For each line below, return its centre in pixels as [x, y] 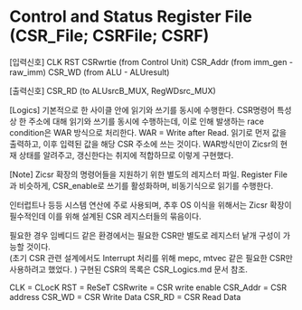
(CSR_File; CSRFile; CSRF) [109, 36]
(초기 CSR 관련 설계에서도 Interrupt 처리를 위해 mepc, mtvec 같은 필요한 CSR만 [151, 258]
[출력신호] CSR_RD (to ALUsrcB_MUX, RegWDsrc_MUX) [113, 90]
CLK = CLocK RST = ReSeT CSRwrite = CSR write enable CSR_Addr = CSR [148, 287]
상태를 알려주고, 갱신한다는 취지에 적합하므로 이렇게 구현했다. [126, 155]
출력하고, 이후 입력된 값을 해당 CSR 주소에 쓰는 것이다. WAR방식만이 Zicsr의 [144, 144]
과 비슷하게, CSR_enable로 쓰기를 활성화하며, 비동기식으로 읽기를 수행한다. [142, 185]
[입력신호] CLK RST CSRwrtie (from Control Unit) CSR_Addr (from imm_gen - [151, 61]
